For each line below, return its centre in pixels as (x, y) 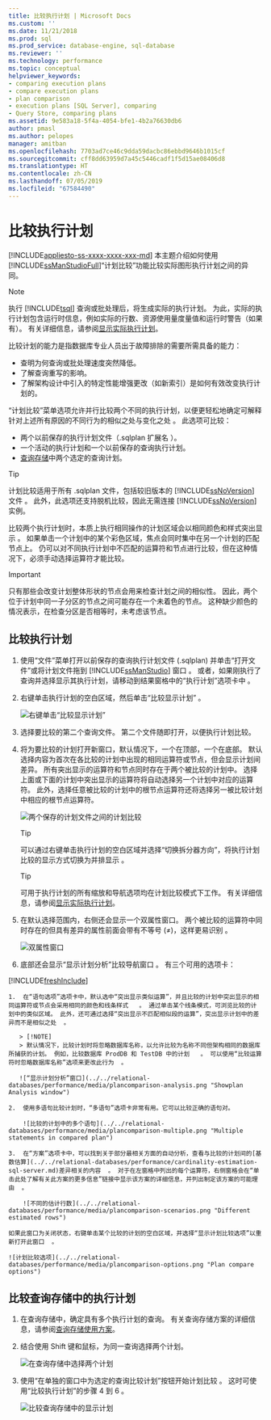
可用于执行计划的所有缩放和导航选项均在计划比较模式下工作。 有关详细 (138, 892)
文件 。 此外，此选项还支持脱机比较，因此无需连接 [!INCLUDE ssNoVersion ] (133, 500)
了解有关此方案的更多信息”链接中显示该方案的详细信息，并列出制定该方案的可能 (139, 1179)
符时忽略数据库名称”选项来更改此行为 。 (68, 1062)
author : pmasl (32, 129)
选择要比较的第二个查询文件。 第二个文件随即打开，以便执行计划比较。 (138, 731)
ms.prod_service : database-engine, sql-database (92, 46)
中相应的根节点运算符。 (59, 799)
